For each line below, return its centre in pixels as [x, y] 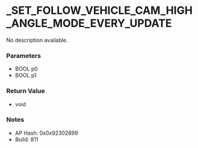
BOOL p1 [26, 76]
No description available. [37, 40]
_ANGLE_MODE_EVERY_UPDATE [89, 23]
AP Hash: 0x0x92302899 [46, 133]
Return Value [26, 91]
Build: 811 [26, 139]
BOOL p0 [26, 69]
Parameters [23, 56]
